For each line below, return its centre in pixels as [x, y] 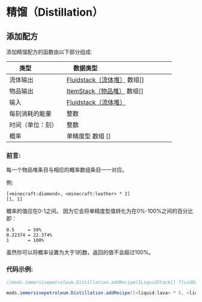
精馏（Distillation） [55, 12]
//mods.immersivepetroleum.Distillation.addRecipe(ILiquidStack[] [91, 282]
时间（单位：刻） [34, 125]
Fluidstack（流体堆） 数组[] [105, 80]
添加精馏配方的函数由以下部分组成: [49, 52]
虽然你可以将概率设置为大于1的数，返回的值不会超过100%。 [80, 252]
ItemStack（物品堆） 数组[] [105, 91]
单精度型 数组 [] [89, 136]
